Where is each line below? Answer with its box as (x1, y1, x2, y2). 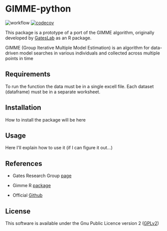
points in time (5, 55, 34, 61)
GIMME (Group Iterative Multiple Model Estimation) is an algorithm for (5, 44, 150, 50)
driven (5, 50, 19, 56)
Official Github (12, 192, 43, 198)
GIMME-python (5, 3, 71, 15)
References (5, 159, 42, 168)
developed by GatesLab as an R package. (5, 35, 92, 41)
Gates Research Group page (12, 172, 72, 179)
